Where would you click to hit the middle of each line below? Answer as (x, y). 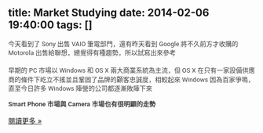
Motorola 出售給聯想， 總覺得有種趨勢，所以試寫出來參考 (92, 53)
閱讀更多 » (25, 121)
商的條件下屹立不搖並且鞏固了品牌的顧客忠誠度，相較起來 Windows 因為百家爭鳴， (131, 79)
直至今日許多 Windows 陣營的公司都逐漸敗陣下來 (80, 88)
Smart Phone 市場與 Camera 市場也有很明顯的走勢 (82, 104)
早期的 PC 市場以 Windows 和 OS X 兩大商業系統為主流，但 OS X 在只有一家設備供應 (131, 71)
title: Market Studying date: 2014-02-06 (109, 13)
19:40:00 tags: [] (50, 25)
